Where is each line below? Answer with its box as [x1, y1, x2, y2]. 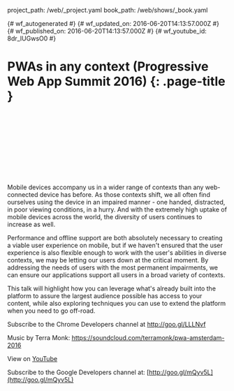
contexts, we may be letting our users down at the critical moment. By [7, 256, 209, 264]
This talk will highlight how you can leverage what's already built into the [7, 284, 217, 293]
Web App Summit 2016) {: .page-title [7, 73, 226, 89]
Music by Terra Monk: [7, 333, 71, 341]
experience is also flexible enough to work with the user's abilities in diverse [7, 248, 227, 257]
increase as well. [7, 220, 56, 228]
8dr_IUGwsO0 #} [7, 34, 57, 43]
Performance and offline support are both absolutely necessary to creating [7, 233, 223, 242]
